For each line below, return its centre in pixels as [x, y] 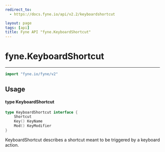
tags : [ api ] [17, 27]
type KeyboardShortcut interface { [41, 112]
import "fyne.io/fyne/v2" [31, 74]
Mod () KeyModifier [33, 126]
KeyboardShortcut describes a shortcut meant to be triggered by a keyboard [82, 140]
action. [12, 145]
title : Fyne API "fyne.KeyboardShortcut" [48, 32]
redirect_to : [18, 10]
